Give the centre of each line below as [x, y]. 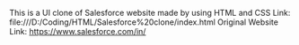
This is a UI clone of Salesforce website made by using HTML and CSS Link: [150, 13]
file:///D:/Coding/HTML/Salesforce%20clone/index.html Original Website [144, 22]
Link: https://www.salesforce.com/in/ [78, 31]
